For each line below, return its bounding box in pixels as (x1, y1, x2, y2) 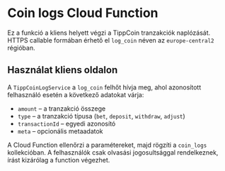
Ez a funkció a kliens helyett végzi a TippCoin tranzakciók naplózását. (7, 28, 211, 37)
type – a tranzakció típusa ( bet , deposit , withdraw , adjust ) (17, 111, 185, 120)
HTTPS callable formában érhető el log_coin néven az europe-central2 (7, 35, 214, 44)
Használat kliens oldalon (7, 64, 118, 76)
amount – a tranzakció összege (17, 104, 106, 113)
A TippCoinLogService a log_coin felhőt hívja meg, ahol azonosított (7, 83, 202, 92)
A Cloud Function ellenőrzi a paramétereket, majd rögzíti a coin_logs (7, 140, 207, 149)
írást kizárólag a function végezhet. (7, 155, 110, 164)
